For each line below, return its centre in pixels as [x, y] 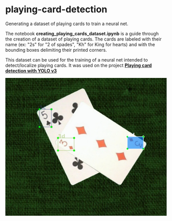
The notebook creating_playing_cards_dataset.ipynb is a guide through [82, 33]
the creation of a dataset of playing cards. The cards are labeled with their [83, 39]
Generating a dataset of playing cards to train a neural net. [67, 24]
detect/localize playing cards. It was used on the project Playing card [79, 65]
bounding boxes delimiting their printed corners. [56, 50]
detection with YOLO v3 [31, 71]
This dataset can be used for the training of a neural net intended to [77, 59]
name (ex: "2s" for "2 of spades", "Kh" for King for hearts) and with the [80, 44]
